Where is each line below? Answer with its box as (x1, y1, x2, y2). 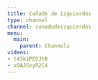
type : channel (7, 17, 49, 24)
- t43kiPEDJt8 (7, 56, 49, 63)
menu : (7, 29, 23, 37)
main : (13, 36, 30, 43)
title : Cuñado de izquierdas (7, 10, 92, 17)
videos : (7, 49, 30, 56)
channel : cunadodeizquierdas (7, 23, 92, 30)
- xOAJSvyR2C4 (7, 62, 49, 69)
